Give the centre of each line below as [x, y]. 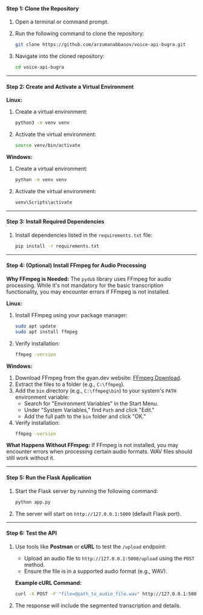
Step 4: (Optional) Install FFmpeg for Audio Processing [76, 265]
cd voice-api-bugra [40, 67]
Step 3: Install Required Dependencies [55, 222]
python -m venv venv [41, 179]
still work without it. [31, 458]
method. [34, 564]
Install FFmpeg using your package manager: [71, 315]
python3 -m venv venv [42, 123]
